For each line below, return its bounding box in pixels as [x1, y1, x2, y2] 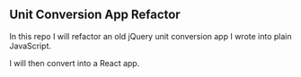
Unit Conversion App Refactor [9, 7, 181, 22]
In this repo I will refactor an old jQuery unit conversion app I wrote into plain [9, 30, 292, 41]
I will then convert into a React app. [9, 57, 140, 68]
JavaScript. [9, 40, 52, 51]
